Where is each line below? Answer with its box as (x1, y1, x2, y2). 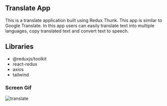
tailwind (12, 71, 29, 77)
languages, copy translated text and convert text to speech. (5, 27, 129, 34)
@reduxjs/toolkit (12, 55, 47, 61)
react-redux (12, 61, 38, 67)
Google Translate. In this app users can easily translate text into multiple (5, 22, 155, 28)
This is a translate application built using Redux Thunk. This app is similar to (5, 17, 162, 23)
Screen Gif (5, 84, 32, 91)
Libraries (5, 42, 34, 51)
